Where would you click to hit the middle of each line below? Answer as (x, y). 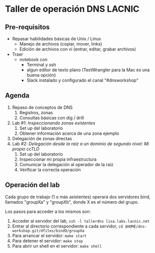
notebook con (33, 59)
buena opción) (41, 75)
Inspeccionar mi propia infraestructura (58, 159)
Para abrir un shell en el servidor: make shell (57, 246)
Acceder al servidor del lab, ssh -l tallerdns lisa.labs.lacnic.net (81, 221)
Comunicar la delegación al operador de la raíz (66, 164)
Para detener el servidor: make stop (48, 241)
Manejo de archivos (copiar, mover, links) (61, 44)
